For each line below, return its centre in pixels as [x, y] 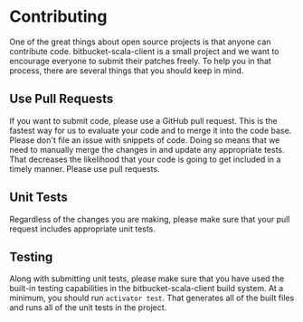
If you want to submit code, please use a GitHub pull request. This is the [143, 120]
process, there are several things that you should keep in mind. [127, 71]
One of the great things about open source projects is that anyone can [140, 42]
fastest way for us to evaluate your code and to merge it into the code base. [151, 130]
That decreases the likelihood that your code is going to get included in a [145, 159]
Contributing [58, 17]
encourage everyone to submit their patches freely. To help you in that [140, 61]
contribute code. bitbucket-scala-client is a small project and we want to [144, 51]
